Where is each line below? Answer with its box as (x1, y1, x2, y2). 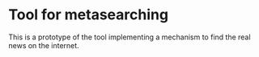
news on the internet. (8, 40, 79, 50)
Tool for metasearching (8, 6, 168, 24)
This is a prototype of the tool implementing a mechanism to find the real (8, 32, 251, 42)
